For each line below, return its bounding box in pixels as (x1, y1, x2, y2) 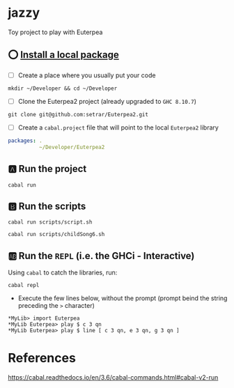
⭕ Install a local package (8, 49, 119, 61)
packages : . (8, 137, 42, 144)
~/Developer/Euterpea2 (38, 143, 105, 150)
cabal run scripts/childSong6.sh (8, 231, 105, 238)
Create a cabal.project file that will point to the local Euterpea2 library (17, 123, 219, 132)
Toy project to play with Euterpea (8, 28, 103, 36)
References (8, 350, 76, 366)
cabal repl (8, 282, 40, 289)
